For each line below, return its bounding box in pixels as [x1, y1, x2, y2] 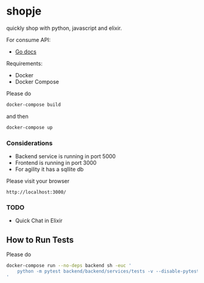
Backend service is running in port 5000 [15, 152, 116, 159]
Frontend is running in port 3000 [15, 159, 97, 166]
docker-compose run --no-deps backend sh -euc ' [6, 263, 132, 269]
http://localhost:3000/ [6, 189, 67, 195]
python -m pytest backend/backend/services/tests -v [17, 268, 154, 274]
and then [6, 113, 29, 120]
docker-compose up [6, 124, 53, 130]
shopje [6, 4, 42, 18]
